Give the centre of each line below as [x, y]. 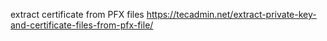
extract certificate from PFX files [77, 14]
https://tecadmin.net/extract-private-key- [231, 14]
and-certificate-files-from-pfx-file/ [82, 25]
